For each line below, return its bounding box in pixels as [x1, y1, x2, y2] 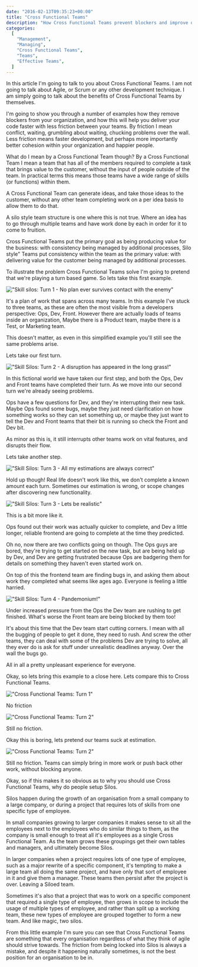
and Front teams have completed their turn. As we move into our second [6, 381, 182, 388]
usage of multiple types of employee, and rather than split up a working [6, 905, 180, 912]
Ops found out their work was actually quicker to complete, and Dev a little [6, 523, 187, 531]
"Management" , [16, 36, 51, 42]
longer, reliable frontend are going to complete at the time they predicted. [6, 529, 184, 536]
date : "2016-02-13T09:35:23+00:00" [6, 8, 94, 15]
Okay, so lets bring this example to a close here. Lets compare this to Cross [6, 673, 190, 680]
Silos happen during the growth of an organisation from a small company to [6, 795, 190, 802]
